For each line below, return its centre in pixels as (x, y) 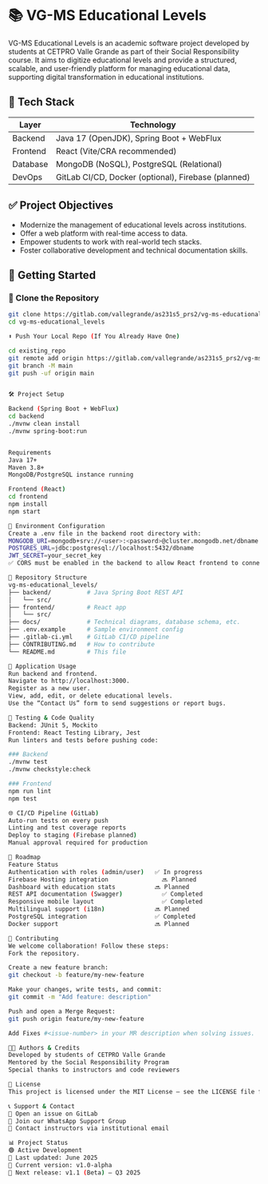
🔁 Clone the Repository (54, 298)
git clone (25, 315)
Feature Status (33, 864)
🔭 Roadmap (25, 857)
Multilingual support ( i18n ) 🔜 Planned (99, 909)
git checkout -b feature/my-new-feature (77, 975)
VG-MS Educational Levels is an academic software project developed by (129, 43)
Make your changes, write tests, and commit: (85, 990)
